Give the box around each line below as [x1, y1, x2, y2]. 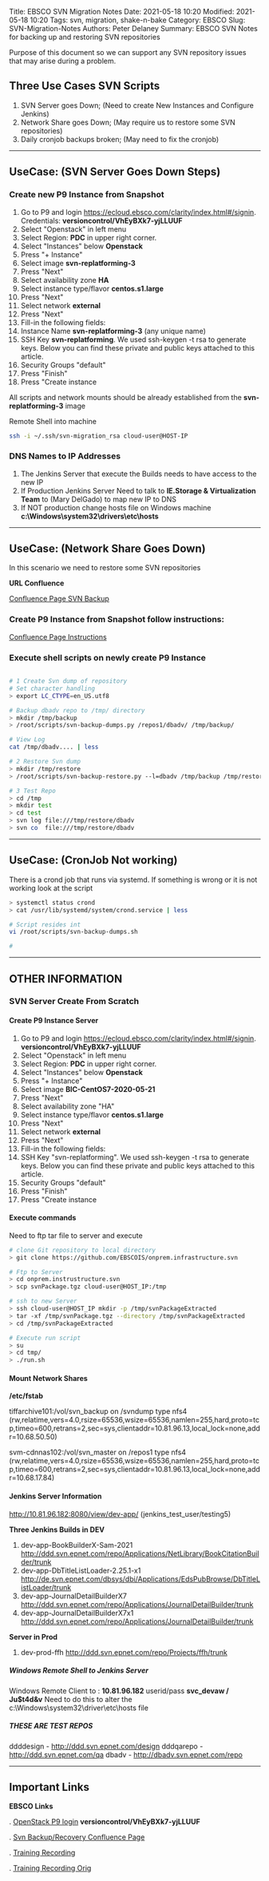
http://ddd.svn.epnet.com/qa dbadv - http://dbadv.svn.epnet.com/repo [9, 1749, 243, 1760]
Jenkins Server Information [9, 1491, 102, 1501]
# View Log [9, 736, 45, 744]
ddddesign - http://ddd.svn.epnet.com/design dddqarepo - [9, 1741, 204, 1751]
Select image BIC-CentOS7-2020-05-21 [20, 1084, 156, 1093]
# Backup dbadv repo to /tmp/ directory [9, 706, 146, 714]
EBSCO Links [9, 1801, 53, 1812]
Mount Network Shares [9, 1373, 89, 1383]
